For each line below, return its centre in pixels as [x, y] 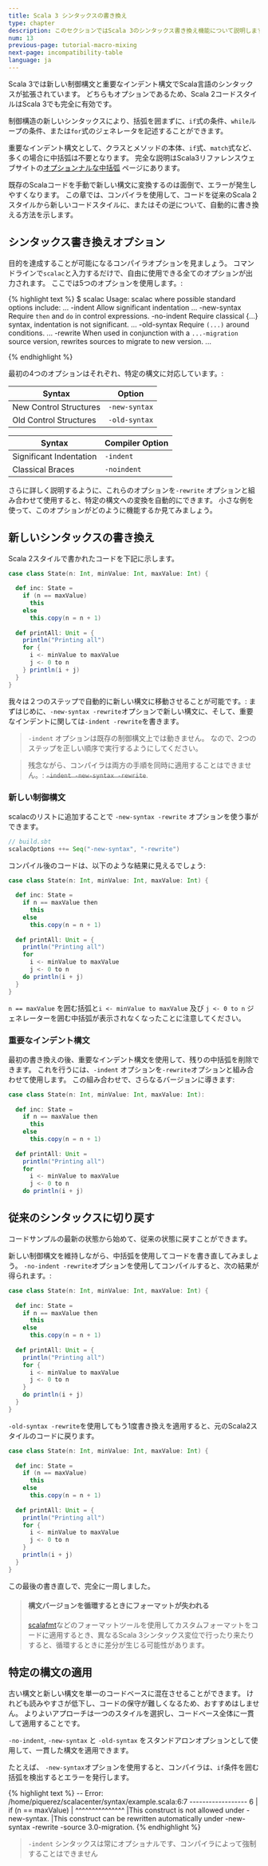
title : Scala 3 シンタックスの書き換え [68, 16]
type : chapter [32, 23]
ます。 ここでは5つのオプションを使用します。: [106, 283]
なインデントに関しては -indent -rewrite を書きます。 [96, 721]
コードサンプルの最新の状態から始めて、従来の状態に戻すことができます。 [130, 1238]
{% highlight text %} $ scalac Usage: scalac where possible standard [122, 299]
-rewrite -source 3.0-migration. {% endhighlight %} [116, 1827]
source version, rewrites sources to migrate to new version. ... [110, 341]
